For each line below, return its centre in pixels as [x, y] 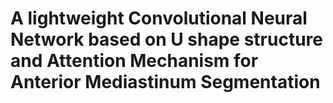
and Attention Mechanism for [134, 61]
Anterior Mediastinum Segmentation [165, 82]
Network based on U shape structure [166, 39]
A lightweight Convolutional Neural [159, 18]
